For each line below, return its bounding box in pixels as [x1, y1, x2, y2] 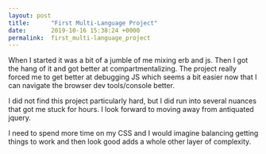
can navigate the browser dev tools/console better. [8, 81, 175, 90]
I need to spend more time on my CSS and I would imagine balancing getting [8, 129, 259, 138]
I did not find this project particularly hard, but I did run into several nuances [8, 96, 256, 106]
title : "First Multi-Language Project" [8, 19, 158, 27]
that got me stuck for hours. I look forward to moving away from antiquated [8, 105, 254, 114]
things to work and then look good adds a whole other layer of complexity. [8, 137, 252, 147]
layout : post [8, 11, 52, 20]
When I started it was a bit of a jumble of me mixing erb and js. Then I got [8, 56, 249, 65]
